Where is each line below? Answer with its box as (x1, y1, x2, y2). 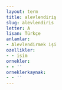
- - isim (6, 53, 28, 59)
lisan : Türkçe (6, 31, 41, 37)
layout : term (6, 8, 38, 15)
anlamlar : (6, 36, 31, 42)
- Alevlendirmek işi (6, 42, 57, 48)
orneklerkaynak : (6, 69, 46, 75)
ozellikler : (6, 47, 35, 53)
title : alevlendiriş (6, 14, 57, 20)
